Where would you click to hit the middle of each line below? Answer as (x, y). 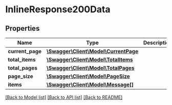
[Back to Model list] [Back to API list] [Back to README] (64, 97)
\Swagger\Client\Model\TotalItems (90, 60)
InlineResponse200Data (58, 9)
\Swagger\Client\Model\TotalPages (90, 68)
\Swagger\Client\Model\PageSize (88, 76)
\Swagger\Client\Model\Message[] (90, 85)
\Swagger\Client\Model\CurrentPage (92, 51)
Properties (23, 28)
